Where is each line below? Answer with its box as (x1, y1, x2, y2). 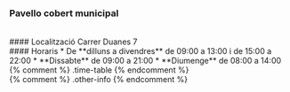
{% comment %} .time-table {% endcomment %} (9, 65, 189, 75)
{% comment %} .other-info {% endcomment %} (9, 74, 189, 85)
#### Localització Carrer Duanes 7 (9, 36, 138, 47)
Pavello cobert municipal (9, 7, 119, 19)
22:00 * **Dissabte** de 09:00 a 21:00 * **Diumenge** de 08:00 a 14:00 (9, 56, 282, 66)
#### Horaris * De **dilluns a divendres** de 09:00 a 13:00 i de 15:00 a (9, 46, 272, 57)
